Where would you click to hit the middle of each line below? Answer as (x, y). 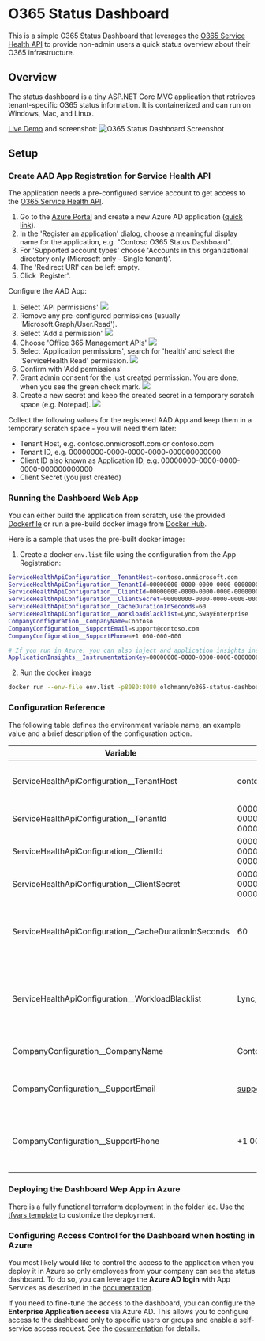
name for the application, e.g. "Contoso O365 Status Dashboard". (126, 242)
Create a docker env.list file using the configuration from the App (128, 554)
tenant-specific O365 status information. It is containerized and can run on (129, 104)
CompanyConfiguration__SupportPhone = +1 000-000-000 (95, 636)
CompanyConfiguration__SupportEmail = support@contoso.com (104, 629)
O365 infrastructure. (41, 52)
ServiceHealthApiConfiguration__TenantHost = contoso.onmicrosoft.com (123, 577)
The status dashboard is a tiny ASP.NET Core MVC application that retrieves (132, 97)
